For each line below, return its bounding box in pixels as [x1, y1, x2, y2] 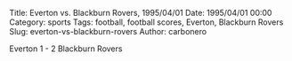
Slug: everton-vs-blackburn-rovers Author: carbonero [9, 27, 207, 36]
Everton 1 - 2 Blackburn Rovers [9, 43, 123, 54]
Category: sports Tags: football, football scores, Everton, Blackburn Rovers [9, 17, 284, 27]
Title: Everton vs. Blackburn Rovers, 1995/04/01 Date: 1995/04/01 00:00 [9, 8, 272, 18]
